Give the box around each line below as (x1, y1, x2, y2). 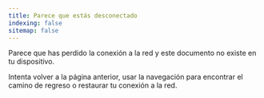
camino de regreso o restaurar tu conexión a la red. (8, 80, 178, 90)
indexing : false (8, 19, 62, 27)
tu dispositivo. (8, 57, 54, 66)
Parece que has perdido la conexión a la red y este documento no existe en (8, 49, 257, 58)
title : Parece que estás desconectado (8, 11, 138, 20)
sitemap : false (8, 26, 59, 34)
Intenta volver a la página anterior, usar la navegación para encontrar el (8, 73, 243, 82)
